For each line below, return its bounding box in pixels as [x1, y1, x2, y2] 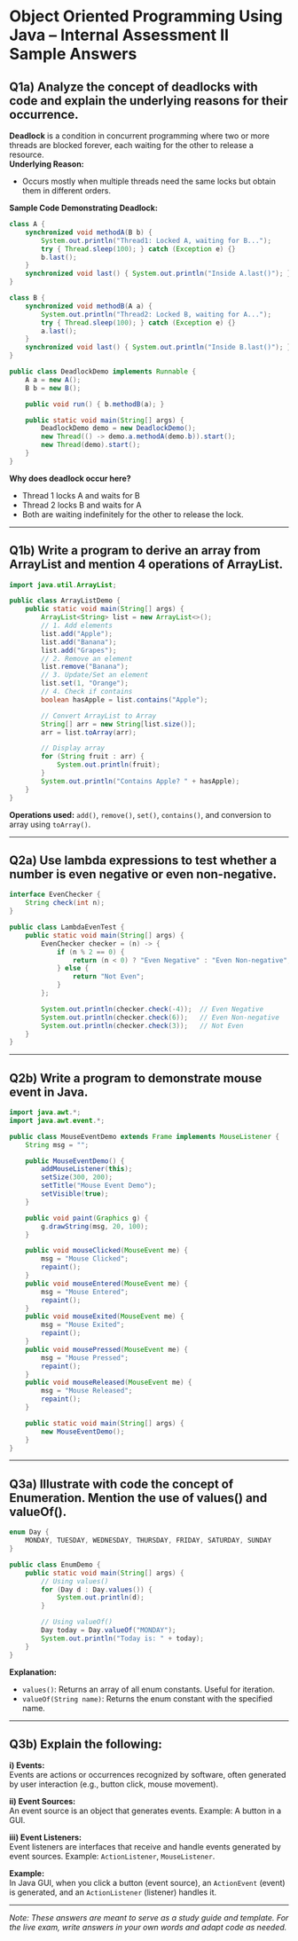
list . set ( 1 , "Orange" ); [41, 679, 129, 688]
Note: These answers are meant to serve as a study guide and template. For [9, 1913, 289, 1923]
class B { [9, 294, 46, 303]
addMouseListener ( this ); [41, 1165, 133, 1174]
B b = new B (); [25, 383, 82, 392]
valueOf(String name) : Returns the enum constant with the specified [21, 1693, 273, 1704]
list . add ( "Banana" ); [41, 637, 117, 647]
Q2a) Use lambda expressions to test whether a [9, 853, 278, 868]
